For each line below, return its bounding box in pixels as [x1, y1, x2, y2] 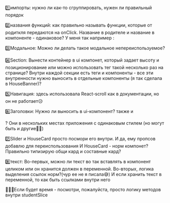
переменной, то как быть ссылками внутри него [5, 177, 111, 183]
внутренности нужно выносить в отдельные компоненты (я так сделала [5, 75, 162, 81]
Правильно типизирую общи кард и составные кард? [5, 149, 121, 154]
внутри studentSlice [5, 192, 48, 198]
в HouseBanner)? [5, 81, 42, 86]
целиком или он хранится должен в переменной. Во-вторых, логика [5, 166, 154, 172]
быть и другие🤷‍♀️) [5, 126, 44, 131]
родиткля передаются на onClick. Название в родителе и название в [5, 30, 155, 35]
